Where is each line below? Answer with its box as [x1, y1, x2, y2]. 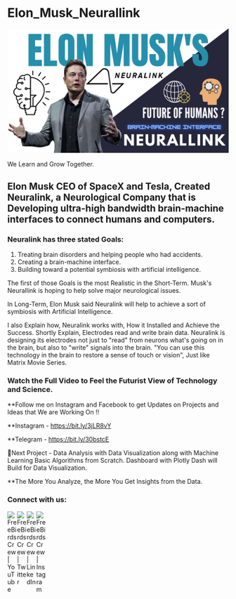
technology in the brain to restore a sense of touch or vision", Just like [7, 351, 211, 360]
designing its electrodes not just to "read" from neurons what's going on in [7, 336, 223, 345]
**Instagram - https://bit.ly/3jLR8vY [7, 421, 112, 430]
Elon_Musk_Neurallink [7, 5, 140, 21]
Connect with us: [7, 495, 67, 505]
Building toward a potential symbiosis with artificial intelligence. [17, 265, 202, 274]
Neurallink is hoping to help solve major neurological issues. [7, 287, 181, 295]
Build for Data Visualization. [7, 463, 88, 472]
